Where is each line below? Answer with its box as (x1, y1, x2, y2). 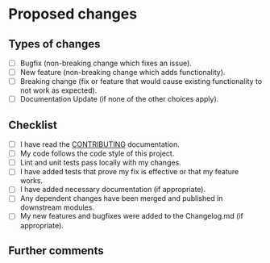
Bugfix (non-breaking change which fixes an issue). (19, 58, 192, 68)
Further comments (8, 244, 104, 257)
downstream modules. (19, 202, 95, 212)
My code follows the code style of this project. (19, 148, 175, 158)
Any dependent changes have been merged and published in (19, 194, 223, 203)
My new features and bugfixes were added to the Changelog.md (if (19, 211, 243, 221)
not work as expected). (19, 86, 98, 95)
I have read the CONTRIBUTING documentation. (19, 140, 180, 149)
